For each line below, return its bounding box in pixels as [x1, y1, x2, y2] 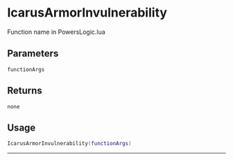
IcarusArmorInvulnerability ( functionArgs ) [7, 140, 132, 147]
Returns [7, 85, 43, 97]
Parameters [7, 48, 59, 59]
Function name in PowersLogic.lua [7, 28, 105, 36]
